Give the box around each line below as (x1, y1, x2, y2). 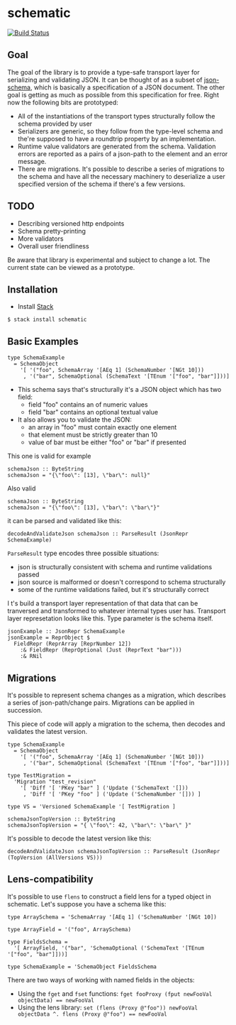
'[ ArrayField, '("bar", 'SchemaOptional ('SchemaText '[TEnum (13, 944, 204, 952)
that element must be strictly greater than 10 (28, 431, 158, 439)
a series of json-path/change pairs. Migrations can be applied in (7, 698, 195, 707)
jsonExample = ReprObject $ (7, 634, 91, 642)
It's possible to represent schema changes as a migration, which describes (7, 691, 227, 699)
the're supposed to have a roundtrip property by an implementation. (17, 134, 216, 143)
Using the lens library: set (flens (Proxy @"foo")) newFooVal (17, 1003, 198, 1012)
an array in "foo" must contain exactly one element (28, 423, 177, 432)
